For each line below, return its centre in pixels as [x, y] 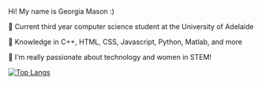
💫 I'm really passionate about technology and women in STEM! [110, 57]
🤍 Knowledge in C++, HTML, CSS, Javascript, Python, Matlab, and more [125, 42]
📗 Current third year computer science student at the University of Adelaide [131, 26]
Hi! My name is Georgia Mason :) [61, 11]
